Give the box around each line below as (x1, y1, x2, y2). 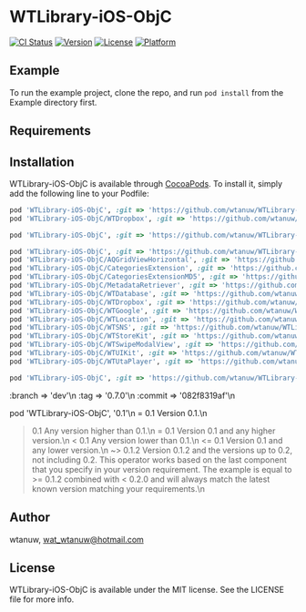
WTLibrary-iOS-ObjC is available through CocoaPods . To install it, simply (9, 178, 283, 189)
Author (9, 510, 50, 525)
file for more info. (9, 594, 75, 605)
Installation (9, 154, 75, 169)
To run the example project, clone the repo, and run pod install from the (9, 87, 284, 97)
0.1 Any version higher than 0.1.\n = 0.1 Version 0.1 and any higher (31, 425, 276, 436)
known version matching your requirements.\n (31, 483, 205, 494)
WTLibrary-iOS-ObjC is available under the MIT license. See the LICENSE (9, 585, 285, 596)
